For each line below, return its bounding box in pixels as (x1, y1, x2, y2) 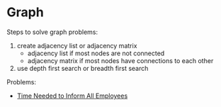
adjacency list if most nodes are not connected (27, 49, 165, 57)
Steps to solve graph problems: (6, 28, 98, 36)
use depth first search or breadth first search (16, 64, 149, 72)
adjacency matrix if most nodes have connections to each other (27, 56, 214, 64)
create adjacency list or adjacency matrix (16, 41, 137, 50)
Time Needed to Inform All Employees (16, 91, 128, 100)
